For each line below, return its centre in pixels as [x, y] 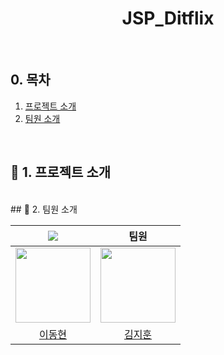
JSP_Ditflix [168, 18]
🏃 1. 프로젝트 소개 [61, 172]
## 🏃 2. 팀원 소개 [44, 209]
